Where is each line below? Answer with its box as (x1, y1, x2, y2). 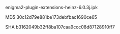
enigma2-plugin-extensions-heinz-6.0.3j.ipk (5, 5, 98, 10)
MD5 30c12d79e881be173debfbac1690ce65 (5, 14, 98, 20)
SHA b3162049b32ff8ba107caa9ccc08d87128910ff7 (5, 24, 115, 30)
